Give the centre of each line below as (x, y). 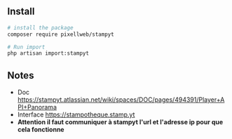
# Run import (26, 47)
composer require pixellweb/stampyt (61, 34)
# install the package (40, 27)
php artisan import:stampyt (48, 53)
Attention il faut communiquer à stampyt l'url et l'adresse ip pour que (120, 122)
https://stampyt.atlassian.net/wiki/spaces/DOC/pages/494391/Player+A (121, 100)
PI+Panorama (37, 107)
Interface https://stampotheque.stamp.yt (76, 114)
